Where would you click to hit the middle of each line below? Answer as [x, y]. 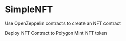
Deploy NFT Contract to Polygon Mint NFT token [56, 33]
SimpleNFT [29, 9]
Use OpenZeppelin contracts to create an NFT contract [63, 23]
